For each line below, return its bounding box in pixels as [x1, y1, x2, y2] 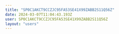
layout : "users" [5, 21, 39, 26]
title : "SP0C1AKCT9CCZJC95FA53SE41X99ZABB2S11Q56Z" [5, 7, 115, 12]
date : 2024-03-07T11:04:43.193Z [5, 12, 72, 17]
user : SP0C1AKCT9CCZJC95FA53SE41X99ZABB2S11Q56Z [5, 16, 108, 21]
